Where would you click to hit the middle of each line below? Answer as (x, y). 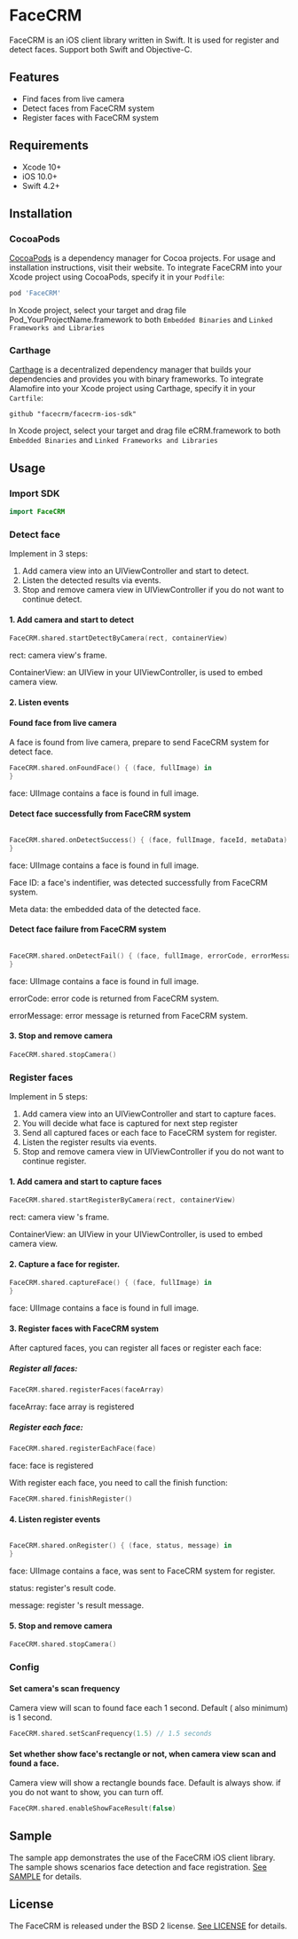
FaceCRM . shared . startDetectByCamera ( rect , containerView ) (118, 638)
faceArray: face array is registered (72, 1407)
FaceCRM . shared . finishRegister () (71, 1499)
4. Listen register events (55, 1519)
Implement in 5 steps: (49, 1097)
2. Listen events (39, 702)
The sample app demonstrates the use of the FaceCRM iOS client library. (142, 1857)
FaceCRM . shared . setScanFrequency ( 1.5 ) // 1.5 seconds (111, 1734)
